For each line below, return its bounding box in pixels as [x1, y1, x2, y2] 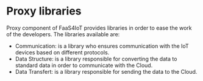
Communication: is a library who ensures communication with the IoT [15, 42, 189, 50]
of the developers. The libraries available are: [6, 30, 120, 37]
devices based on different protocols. [15, 48, 110, 56]
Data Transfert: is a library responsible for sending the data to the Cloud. [15, 68, 198, 75]
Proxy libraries [6, 4, 82, 18]
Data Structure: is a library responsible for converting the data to [15, 55, 177, 62]
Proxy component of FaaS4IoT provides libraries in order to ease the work [6, 24, 192, 31]
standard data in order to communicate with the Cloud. [15, 62, 153, 69]
